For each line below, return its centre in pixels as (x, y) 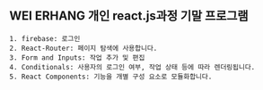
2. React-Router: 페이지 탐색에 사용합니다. (83, 48)
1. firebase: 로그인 (45, 38)
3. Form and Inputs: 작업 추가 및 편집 (77, 57)
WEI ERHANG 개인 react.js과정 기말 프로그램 (129, 16)
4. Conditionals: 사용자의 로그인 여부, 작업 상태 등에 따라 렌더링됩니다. (132, 67)
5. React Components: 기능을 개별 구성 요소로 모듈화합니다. (111, 77)
